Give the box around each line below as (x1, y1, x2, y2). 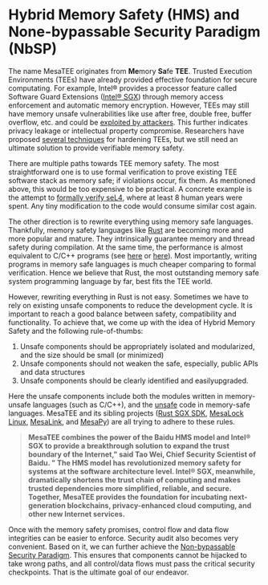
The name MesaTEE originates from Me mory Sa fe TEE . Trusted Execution (8, 66, 253, 75)
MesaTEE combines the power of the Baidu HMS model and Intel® (27, 432, 251, 442)
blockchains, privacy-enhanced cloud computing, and (67, 500, 252, 510)
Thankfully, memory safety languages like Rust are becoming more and (8, 225, 244, 234)
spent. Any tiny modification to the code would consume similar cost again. (8, 201, 257, 210)
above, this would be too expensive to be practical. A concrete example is (8, 184, 253, 193)
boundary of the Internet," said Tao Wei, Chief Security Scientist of (27, 449, 257, 459)
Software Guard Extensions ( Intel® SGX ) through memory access (8, 91, 224, 101)
